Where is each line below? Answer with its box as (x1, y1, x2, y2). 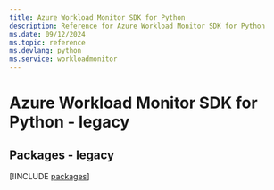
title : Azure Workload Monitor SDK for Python (9, 12, 186, 22)
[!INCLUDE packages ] (9, 171, 90, 181)
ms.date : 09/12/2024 (9, 29, 87, 38)
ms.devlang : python (9, 46, 82, 55)
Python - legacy (9, 112, 130, 132)
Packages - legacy (9, 147, 114, 162)
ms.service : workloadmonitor (9, 54, 118, 63)
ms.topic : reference (9, 37, 87, 47)
